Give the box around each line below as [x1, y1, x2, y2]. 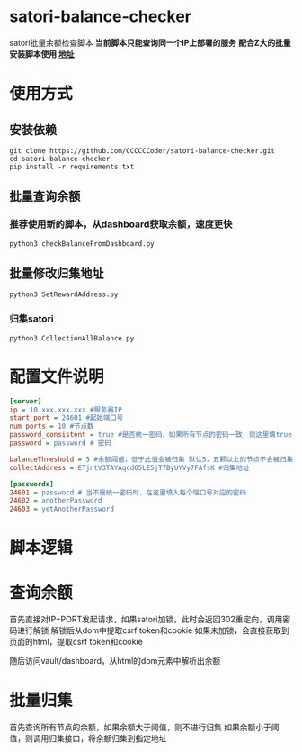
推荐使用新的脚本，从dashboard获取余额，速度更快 [9, 218, 233, 231]
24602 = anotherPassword [9, 496, 102, 505]
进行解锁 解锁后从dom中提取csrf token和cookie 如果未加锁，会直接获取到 [16, 625, 289, 636]
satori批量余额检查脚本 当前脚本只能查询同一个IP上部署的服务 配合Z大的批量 [9, 37, 292, 48]
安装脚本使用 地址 [9, 48, 75, 59]
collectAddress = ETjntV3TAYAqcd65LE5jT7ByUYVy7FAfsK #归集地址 [9, 463, 250, 472]
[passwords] [9, 479, 54, 488]
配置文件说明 [9, 367, 105, 386]
